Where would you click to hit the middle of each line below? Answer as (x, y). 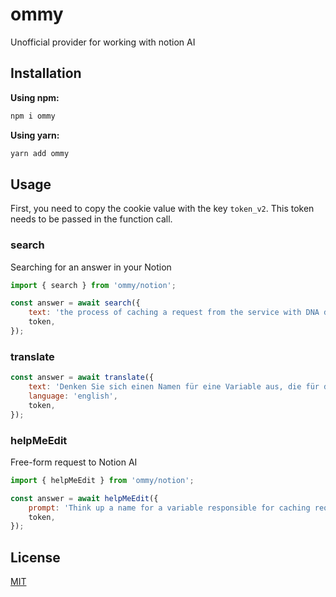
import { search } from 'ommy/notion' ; (93, 285)
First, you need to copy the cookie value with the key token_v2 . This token (162, 209)
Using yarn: (35, 135)
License (35, 557)
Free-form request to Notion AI (74, 462)
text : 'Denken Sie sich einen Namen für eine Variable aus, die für (174, 387)
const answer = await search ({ (75, 303)
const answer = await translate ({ (82, 378)
